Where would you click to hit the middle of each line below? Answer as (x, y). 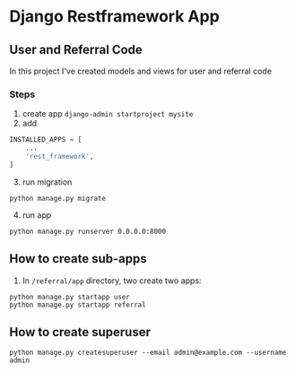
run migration (47, 182)
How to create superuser (80, 332)
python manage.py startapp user (70, 297)
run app (37, 215)
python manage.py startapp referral (78, 305)
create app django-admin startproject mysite (108, 114)
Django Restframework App (114, 17)
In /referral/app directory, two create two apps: (112, 281)
